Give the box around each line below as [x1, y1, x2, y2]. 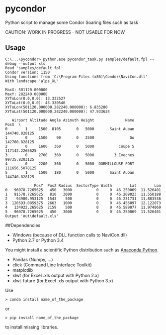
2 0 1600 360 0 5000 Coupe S [5, 144, 135, 149]
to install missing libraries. [5, 324, 59, 330]
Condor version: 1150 [5, 70, 50, 75]
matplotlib [12, 267, 33, 273]
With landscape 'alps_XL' [5, 78, 59, 84]
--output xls [18, 61, 46, 66]
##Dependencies [5, 222, 41, 228]
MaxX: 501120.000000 [5, 87, 48, 92]
